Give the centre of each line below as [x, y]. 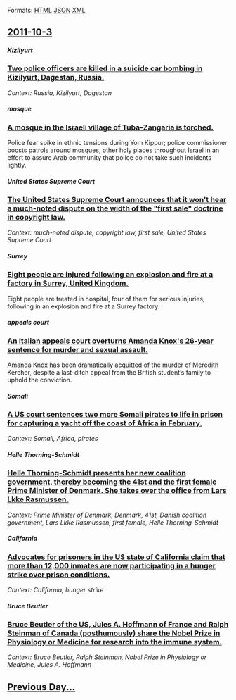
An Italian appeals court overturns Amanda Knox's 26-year [111, 341]
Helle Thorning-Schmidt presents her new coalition [97, 473]
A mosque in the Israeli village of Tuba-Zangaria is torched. [111, 127]
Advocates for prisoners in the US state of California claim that [117, 557]
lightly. [17, 165]
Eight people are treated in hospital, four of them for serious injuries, [106, 299]
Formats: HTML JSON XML [46, 10]
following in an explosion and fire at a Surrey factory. [84, 306]
